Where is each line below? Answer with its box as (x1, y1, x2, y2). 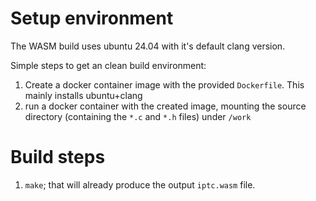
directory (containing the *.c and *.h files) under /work (24, 110, 252, 122)
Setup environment (10, 7, 174, 30)
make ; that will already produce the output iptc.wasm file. (24, 178, 256, 191)
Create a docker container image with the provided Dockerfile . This (24, 78, 305, 91)
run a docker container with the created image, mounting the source (24, 100, 307, 112)
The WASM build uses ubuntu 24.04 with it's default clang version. (10, 40, 286, 52)
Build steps (10, 146, 106, 169)
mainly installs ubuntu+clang (24, 89, 143, 101)
